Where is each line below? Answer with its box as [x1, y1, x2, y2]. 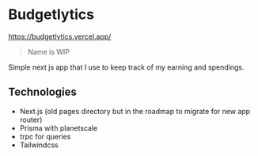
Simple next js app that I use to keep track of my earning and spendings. [8, 62, 245, 72]
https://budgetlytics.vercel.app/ [8, 32, 112, 41]
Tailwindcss [19, 140, 59, 150]
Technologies [8, 86, 78, 99]
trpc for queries [19, 131, 71, 141]
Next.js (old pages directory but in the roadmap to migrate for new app [19, 106, 251, 116]
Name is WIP [27, 47, 70, 56]
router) [19, 115, 43, 124]
